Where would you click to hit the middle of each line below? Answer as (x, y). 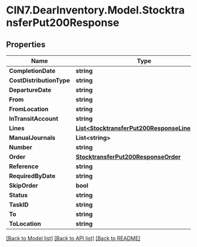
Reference (24, 166)
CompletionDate (32, 71)
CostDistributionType (40, 80)
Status (18, 195)
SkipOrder (23, 186)
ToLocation (25, 224)
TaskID (19, 205)
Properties (26, 44)
